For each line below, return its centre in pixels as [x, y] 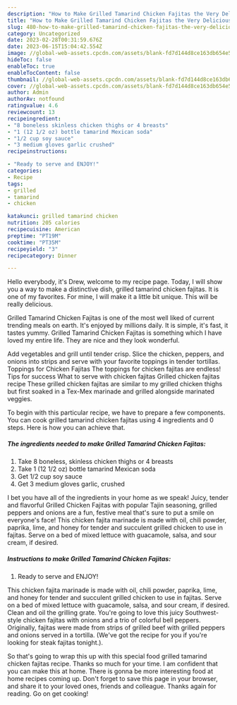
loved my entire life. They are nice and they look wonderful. [93, 341]
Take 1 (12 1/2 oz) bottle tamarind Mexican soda [87, 469]
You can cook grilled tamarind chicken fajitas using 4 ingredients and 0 [110, 420]
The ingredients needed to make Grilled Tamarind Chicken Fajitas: [107, 443]
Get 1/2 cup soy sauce [50, 477]
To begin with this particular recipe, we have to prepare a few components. [116, 412]
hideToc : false [30, 60]
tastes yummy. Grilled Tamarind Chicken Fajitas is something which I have [115, 333]
